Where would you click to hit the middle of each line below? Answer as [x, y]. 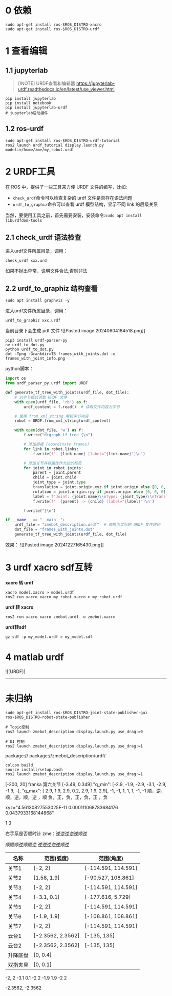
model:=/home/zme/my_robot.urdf [40, 150]
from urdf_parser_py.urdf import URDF [47, 383]
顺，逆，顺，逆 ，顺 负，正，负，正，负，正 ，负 [57, 797]
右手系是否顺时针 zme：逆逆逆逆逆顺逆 [47, 833]
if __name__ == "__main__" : [35, 520]
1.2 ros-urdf [25, 129]
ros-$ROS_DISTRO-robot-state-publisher [48, 717]
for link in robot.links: [51, 449]
